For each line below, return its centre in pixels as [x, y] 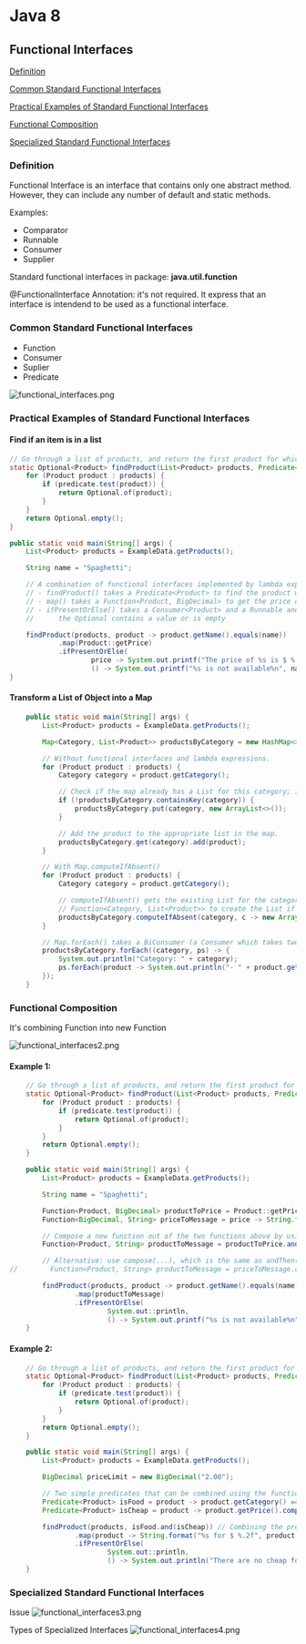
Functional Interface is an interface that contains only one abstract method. [151, 185]
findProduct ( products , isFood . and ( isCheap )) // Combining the [163, 1527]
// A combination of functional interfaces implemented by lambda [154, 585]
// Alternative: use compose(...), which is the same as [152, 1261]
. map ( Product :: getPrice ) [105, 643]
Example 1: [31, 1066]
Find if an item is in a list [56, 440]
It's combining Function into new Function [88, 1028]
